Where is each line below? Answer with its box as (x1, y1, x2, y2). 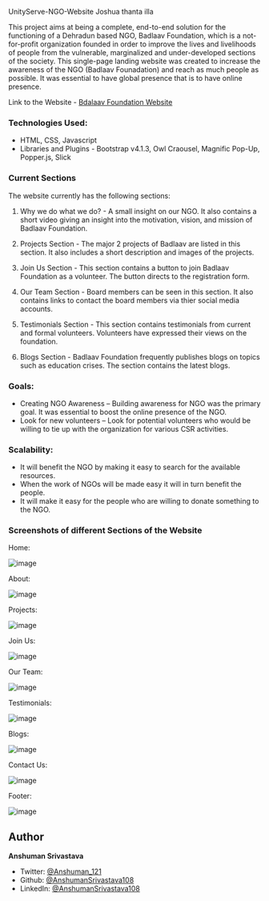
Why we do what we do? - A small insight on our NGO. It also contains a (19, 206, 258, 215)
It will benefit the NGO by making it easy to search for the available (19, 462, 241, 472)
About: (8, 574, 30, 584)
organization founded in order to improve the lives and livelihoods (39, 39, 256, 49)
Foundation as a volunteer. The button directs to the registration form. (19, 272, 250, 281)
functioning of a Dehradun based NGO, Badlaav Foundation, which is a (8, 31, 242, 40)
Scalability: (8, 444, 54, 455)
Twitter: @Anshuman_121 (19, 867, 102, 876)
